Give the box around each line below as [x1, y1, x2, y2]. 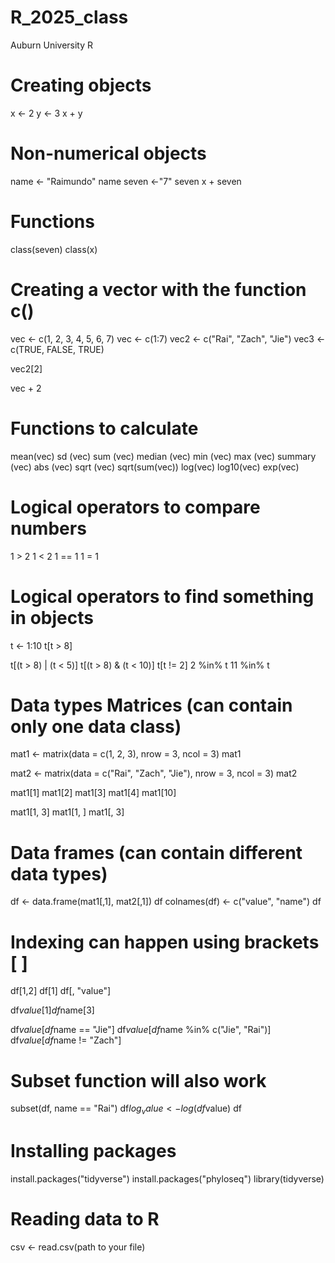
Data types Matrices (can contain [10, 694, 293, 716]
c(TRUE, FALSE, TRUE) [10, 343, 105, 355]
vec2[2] [10, 362, 43, 375]
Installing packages [10, 1140, 177, 1163]
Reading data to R [10, 1208, 160, 1231]
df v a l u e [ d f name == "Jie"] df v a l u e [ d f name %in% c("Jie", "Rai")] [10, 1024, 272, 1036]
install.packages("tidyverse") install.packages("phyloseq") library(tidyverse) [10, 1172, 325, 1185]
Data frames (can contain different [10, 841, 303, 864]
